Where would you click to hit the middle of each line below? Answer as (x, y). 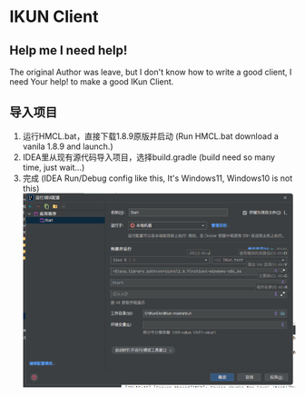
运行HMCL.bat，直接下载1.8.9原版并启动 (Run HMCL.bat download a (151, 136)
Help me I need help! (69, 50)
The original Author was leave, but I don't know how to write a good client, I (151, 72)
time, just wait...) (54, 167)
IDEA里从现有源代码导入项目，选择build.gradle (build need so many (148, 157)
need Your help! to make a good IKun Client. (92, 82)
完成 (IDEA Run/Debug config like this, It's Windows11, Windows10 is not (157, 178)
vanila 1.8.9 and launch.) (68, 146)
